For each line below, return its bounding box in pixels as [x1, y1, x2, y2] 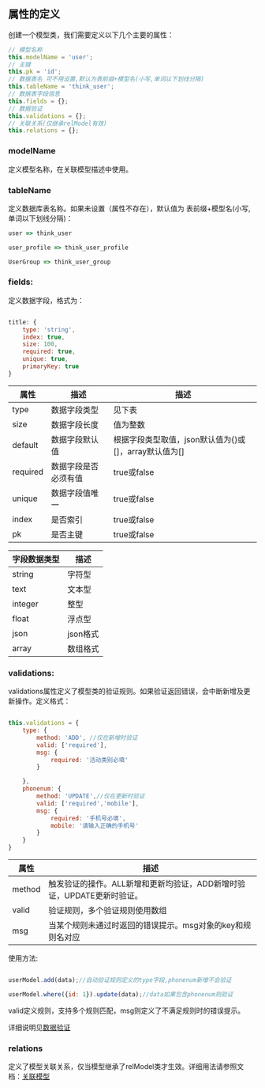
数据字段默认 [50, 434, 99, 445]
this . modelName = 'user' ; [8, 53, 93, 61]
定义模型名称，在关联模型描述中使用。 [8, 165, 132, 174]
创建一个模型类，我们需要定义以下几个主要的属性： [8, 30, 174, 40]
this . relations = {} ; [8, 127, 80, 135]
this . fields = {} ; [8, 97, 69, 105]
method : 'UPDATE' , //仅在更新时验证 [36, 792, 145, 800]
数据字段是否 [50, 461, 99, 472]
